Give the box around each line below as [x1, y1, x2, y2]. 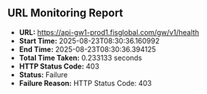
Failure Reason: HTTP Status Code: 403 [18, 78, 152, 88]
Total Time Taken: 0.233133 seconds [18, 53, 143, 62]
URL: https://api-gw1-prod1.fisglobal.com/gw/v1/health [18, 27, 200, 37]
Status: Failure [18, 69, 68, 79]
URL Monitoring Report [7, 6, 124, 20]
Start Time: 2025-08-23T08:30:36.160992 [18, 36, 160, 45]
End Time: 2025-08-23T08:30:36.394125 [18, 44, 157, 54]
